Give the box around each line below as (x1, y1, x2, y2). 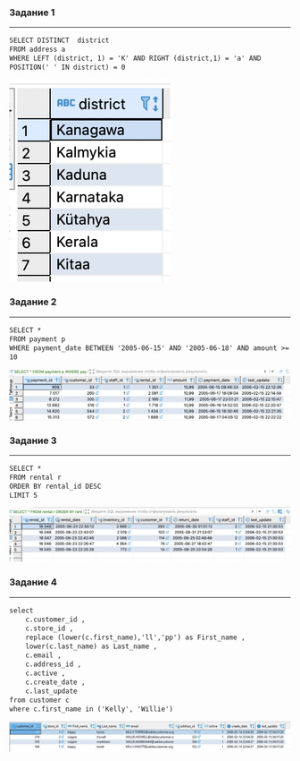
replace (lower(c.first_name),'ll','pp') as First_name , (25, 633, 246, 642)
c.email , (25, 651, 62, 660)
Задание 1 (9, 6, 55, 19)
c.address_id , (25, 660, 82, 669)
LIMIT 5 (9, 491, 38, 500)
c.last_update (25, 687, 78, 696)
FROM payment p (9, 334, 66, 344)
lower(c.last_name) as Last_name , (25, 642, 158, 651)
